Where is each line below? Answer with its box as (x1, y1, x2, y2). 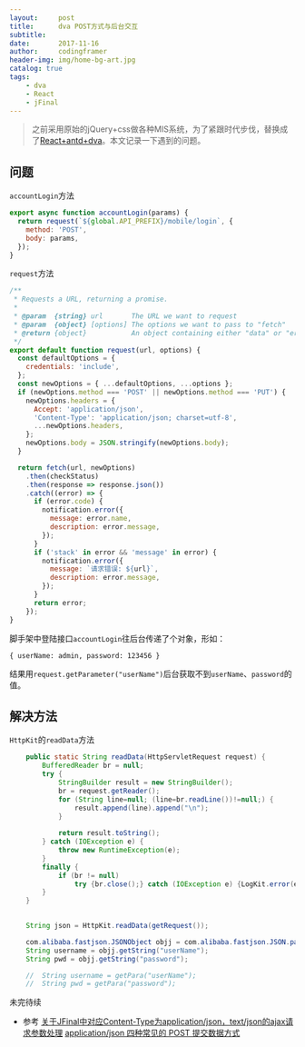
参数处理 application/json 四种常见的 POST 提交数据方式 (30, 1028, 241, 1039)
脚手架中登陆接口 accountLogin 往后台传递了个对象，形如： (9, 633, 225, 643)
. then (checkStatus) (25, 472, 100, 481)
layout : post (9, 13, 75, 23)
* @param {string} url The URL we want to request (13, 312, 238, 321)
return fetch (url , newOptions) (17, 463, 136, 473)
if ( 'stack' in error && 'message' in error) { (33, 547, 218, 557)
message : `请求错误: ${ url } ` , (49, 564, 159, 573)
